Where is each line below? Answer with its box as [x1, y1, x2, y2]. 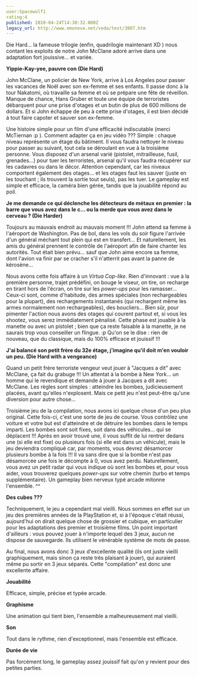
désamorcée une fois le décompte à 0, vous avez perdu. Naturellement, [6, 458, 179, 465]
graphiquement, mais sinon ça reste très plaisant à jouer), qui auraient [6, 554, 176, 561]
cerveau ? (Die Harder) [6, 212, 63, 219]
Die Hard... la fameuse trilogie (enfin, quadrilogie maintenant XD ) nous [6, 41, 178, 48]
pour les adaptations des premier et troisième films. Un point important [6, 524, 178, 531]
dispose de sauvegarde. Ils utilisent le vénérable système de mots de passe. [6, 537, 191, 544]
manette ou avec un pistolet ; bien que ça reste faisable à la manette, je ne [6, 323, 186, 330]
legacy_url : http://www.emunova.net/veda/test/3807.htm [6, 25, 146, 31]
